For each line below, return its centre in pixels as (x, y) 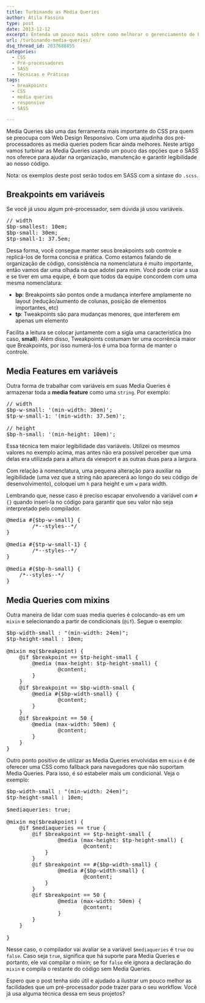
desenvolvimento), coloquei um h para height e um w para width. (87, 484)
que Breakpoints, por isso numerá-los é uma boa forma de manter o (92, 346)
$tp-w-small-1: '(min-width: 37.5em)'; (66, 416)
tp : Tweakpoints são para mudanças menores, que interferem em (97, 314)
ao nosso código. (28, 163)
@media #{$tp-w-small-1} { (47, 544)
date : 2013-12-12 (28, 29)
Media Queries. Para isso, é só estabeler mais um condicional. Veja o (93, 773)
